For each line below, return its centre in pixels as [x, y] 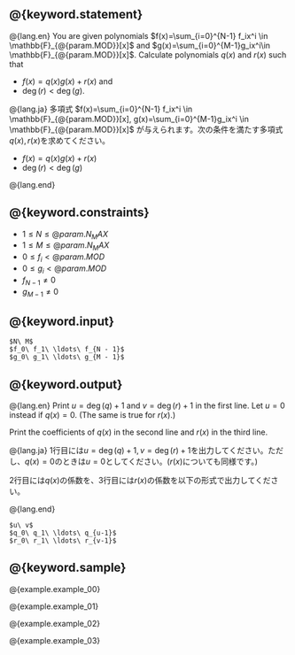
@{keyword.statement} [76, 15]
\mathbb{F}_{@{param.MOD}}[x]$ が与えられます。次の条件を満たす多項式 [146, 129]
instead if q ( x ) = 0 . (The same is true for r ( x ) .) [92, 415]
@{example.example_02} [54, 623]
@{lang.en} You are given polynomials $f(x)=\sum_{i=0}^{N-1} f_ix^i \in [139, 35]
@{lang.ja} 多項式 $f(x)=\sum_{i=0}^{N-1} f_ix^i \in [101, 109]
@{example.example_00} [55, 589]
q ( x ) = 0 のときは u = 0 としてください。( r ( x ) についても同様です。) [142, 462]
